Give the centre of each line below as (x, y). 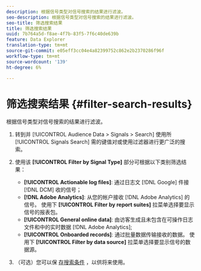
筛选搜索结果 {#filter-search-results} (99, 104)
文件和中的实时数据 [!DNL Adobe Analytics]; (78, 227)
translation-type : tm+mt (37, 45)
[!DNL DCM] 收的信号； (53, 190)
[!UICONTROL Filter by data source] (81, 242)
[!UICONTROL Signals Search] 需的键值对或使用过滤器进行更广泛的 (98, 142)
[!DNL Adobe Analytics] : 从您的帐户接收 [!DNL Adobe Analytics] (103, 197)
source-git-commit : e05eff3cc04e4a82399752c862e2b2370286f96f (85, 51)
